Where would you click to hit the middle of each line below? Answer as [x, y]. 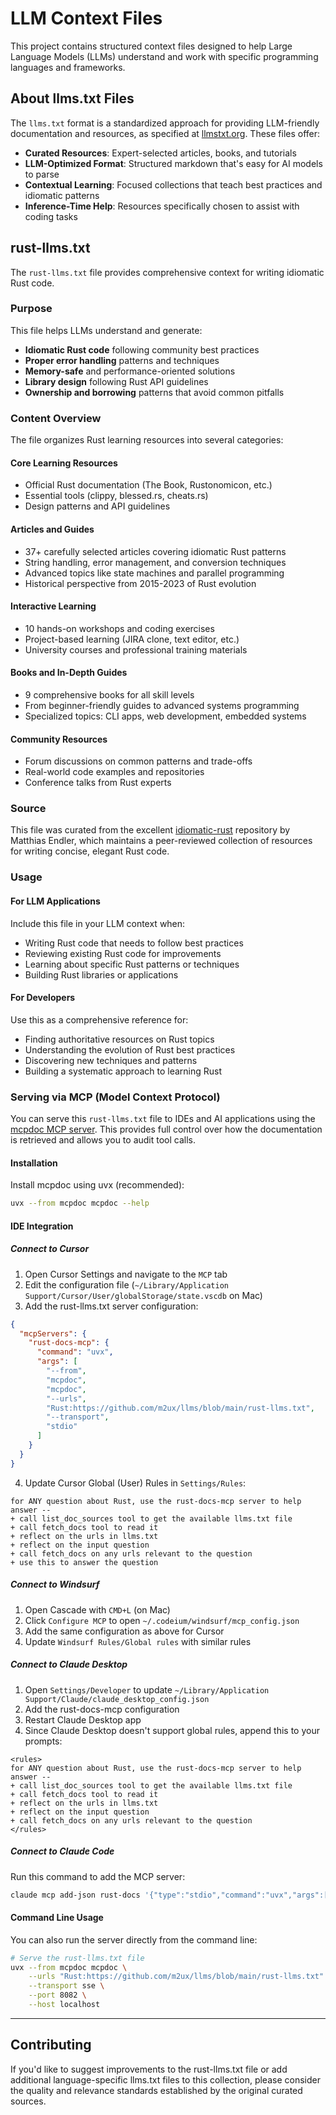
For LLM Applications [55, 901]
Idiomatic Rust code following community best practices [142, 349]
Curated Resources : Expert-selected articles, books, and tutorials [160, 153]
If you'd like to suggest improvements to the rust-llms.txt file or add [149, 2069]
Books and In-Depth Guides [69, 673]
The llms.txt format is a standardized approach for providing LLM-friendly [165, 123]
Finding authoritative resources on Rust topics [119, 1039]
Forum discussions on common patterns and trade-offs [138, 761]
